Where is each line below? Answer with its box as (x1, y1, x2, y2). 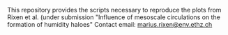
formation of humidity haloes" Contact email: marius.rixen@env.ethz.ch (7, 21, 213, 28)
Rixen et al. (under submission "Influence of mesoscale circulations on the (7, 13, 221, 21)
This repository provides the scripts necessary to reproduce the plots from (7, 6, 222, 14)
